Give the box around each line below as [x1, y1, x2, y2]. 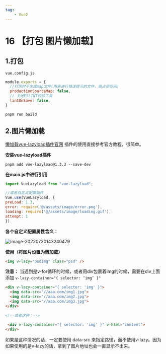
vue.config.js [5, 70, 35, 76]
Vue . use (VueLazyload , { [5, 195, 55, 200]
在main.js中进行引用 [5, 171, 48, 177]
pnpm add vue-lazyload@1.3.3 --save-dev [5, 162, 92, 167]
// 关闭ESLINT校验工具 [10, 94, 53, 99]
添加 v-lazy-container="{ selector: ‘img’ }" [5, 275, 101, 281]
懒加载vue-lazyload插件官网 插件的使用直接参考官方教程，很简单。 [5, 141, 144, 147]
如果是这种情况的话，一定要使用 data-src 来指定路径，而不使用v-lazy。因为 [5, 337, 162, 343]
